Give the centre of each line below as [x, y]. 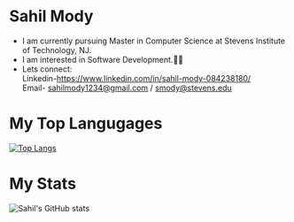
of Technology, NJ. [57, 50]
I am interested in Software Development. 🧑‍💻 [103, 59]
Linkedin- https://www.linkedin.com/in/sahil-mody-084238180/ [136, 78]
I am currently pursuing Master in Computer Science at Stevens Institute [154, 41]
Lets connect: [47, 69]
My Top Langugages [86, 123]
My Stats [43, 184]
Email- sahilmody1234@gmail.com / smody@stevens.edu [127, 88]
